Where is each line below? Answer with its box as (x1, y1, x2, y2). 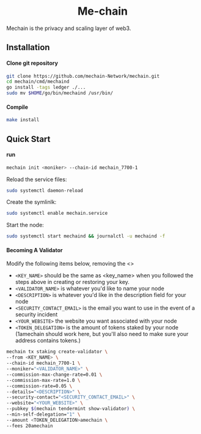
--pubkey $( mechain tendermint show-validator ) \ (6, 406, 136, 412)
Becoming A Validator (6, 246, 63, 253)
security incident (15, 311, 58, 318)
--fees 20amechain (6, 422, 53, 429)
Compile (6, 103, 29, 111)
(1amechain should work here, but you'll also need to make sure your (15, 331, 189, 338)
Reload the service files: (6, 176, 67, 183)
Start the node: (6, 222, 44, 229)
